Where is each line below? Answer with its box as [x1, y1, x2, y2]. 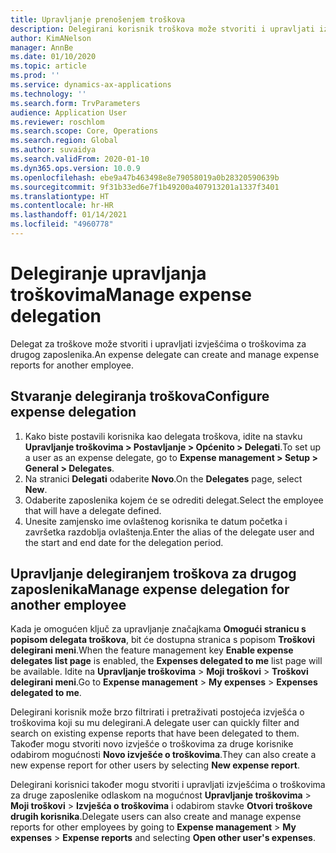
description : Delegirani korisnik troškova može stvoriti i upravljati [10, 24, 315, 34]
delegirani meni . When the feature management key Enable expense [10, 644, 294, 656]
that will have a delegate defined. [24, 504, 162, 516]
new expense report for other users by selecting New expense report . [10, 759, 300, 771]
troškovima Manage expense [10, 284, 252, 306]
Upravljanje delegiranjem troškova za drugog [10, 566, 297, 583]
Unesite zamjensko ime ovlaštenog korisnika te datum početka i [24, 515, 288, 527]
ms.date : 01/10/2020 [10, 52, 97, 62]
